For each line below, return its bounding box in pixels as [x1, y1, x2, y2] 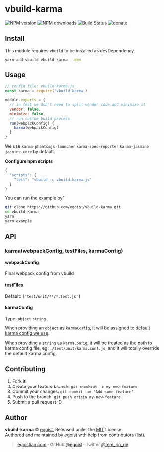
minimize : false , [9, 111, 46, 116]
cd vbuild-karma [5, 209, 39, 214]
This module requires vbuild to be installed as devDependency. [5, 47, 135, 53]
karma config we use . [5, 330, 50, 336]
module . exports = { [5, 98, 46, 103]
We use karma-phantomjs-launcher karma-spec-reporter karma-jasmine [5, 143, 149, 149]
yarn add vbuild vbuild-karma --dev [5, 57, 81, 62]
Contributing [5, 365, 46, 373]
